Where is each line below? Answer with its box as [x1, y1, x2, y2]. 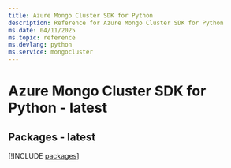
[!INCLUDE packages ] [8, 151, 80, 160]
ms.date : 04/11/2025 [8, 26, 76, 34]
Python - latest [8, 99, 108, 117]
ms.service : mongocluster [8, 48, 93, 56]
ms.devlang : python [8, 41, 73, 49]
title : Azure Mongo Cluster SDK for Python [8, 11, 154, 20]
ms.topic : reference [8, 33, 76, 42]
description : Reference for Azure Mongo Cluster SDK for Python [8, 19, 224, 27]
